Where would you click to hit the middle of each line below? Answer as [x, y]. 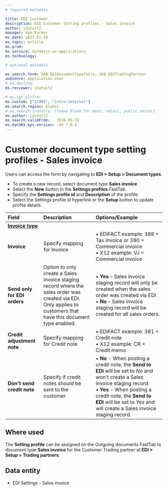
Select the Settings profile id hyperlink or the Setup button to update [83, 199]
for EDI [16, 295]
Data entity [23, 471]
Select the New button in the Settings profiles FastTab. [69, 189]
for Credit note [60, 344]
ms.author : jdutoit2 [27, 115]
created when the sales [123, 289]
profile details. [27, 205]
